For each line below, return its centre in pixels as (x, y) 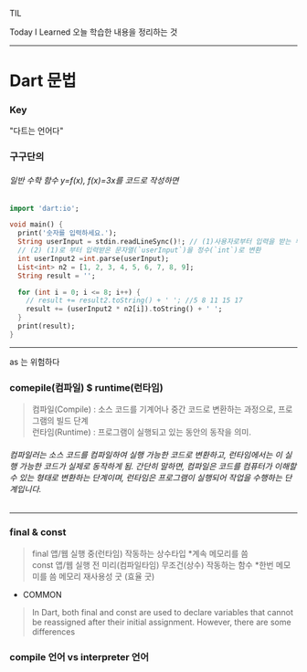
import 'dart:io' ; (44, 208)
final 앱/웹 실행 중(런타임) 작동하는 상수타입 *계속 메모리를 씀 (140, 553)
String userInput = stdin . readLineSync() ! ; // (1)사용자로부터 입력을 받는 (154, 242)
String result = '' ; (57, 276)
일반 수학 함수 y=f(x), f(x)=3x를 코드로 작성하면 (95, 180)
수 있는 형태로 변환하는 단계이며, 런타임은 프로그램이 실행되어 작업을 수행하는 (146, 478)
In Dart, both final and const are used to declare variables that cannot (163, 612)
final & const (38, 532)
